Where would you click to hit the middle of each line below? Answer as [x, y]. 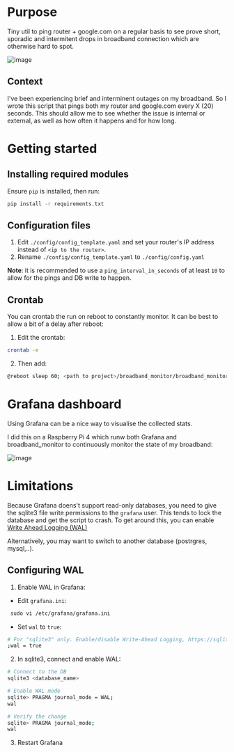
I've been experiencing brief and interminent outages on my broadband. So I [117, 98]
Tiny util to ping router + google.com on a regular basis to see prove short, [114, 31]
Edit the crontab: [41, 338]
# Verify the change [37, 716]
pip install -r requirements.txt [56, 204]
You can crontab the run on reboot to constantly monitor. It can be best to [113, 317]
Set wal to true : [39, 627]
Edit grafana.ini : [42, 600]
